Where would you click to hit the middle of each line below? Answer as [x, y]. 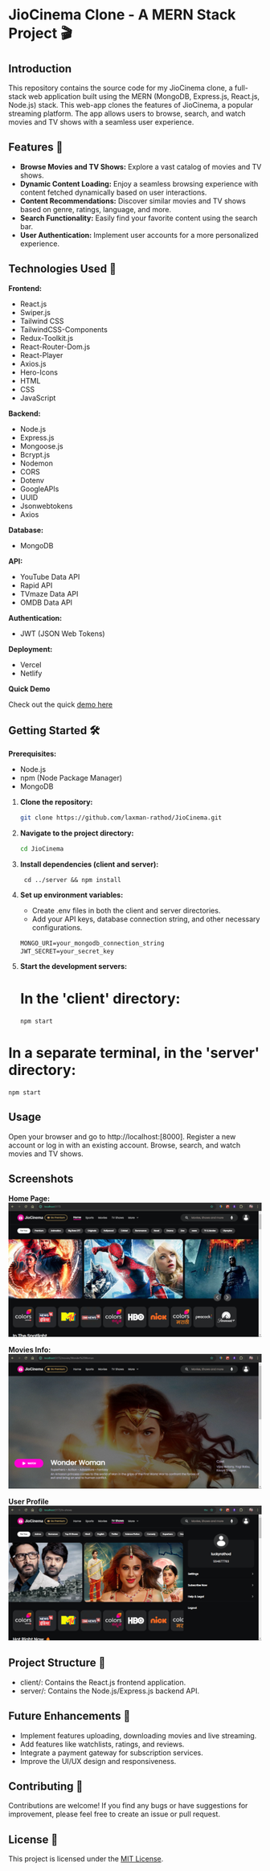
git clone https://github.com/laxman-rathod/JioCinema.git [121, 818]
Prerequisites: [33, 754]
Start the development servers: [73, 966]
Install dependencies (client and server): [89, 864]
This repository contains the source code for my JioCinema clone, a [121, 88]
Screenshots [41, 1179]
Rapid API [36, 585]
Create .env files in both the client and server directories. [126, 911]
